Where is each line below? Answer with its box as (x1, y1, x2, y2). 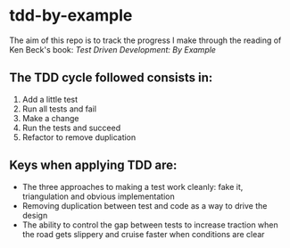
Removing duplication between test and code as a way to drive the (21, 200, 268, 211)
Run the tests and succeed (21, 122, 121, 133)
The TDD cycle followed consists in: (9, 70, 213, 86)
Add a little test (21, 94, 79, 104)
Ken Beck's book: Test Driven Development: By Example (9, 44, 217, 54)
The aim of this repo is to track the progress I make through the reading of (9, 35, 282, 45)
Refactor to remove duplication (21, 131, 137, 143)
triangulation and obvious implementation (21, 191, 176, 202)
